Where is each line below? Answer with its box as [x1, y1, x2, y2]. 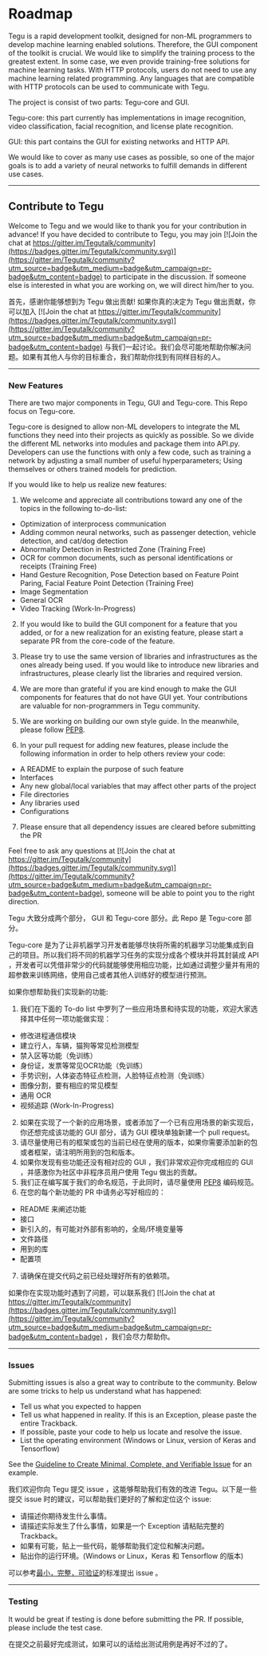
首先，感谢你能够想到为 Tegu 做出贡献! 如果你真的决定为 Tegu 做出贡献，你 [8, 297, 256, 306]
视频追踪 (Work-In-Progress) [19, 1101, 114, 1111]
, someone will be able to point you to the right [102, 888, 255, 898]
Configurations [19, 807, 69, 816]
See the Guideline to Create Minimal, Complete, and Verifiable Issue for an [8, 1460, 253, 1469]
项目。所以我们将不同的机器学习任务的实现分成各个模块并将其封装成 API [22, 950, 259, 960]
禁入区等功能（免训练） [19, 1051, 97, 1060]
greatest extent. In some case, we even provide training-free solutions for [8, 57, 250, 66]
